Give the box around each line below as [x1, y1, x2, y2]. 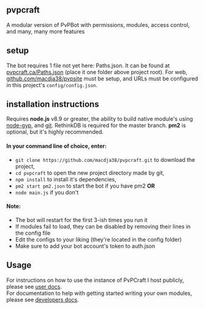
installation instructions [6, 99, 99, 110]
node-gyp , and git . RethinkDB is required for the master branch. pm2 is [6, 122, 186, 129]
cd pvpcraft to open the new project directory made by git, [15, 169, 164, 177]
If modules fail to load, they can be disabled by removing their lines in [15, 223, 191, 230]
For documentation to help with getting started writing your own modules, [6, 289, 192, 297]
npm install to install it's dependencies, [15, 175, 116, 183]
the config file [15, 229, 51, 237]
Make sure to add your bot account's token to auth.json [15, 242, 155, 250]
